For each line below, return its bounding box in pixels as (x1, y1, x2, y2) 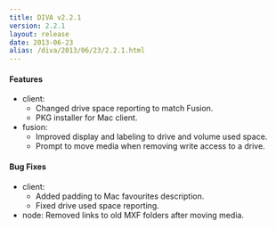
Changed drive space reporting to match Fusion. (35, 103, 214, 114)
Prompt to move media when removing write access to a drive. (35, 141, 265, 151)
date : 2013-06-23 (9, 37, 74, 47)
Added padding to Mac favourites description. (35, 191, 205, 201)
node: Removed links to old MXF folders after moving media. (21, 209, 245, 220)
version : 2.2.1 (9, 21, 66, 30)
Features (9, 73, 43, 85)
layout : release (9, 29, 69, 38)
